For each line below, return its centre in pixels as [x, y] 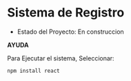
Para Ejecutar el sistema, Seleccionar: [61, 58]
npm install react [33, 71]
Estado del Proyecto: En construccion [70, 32]
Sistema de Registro [66, 13]
